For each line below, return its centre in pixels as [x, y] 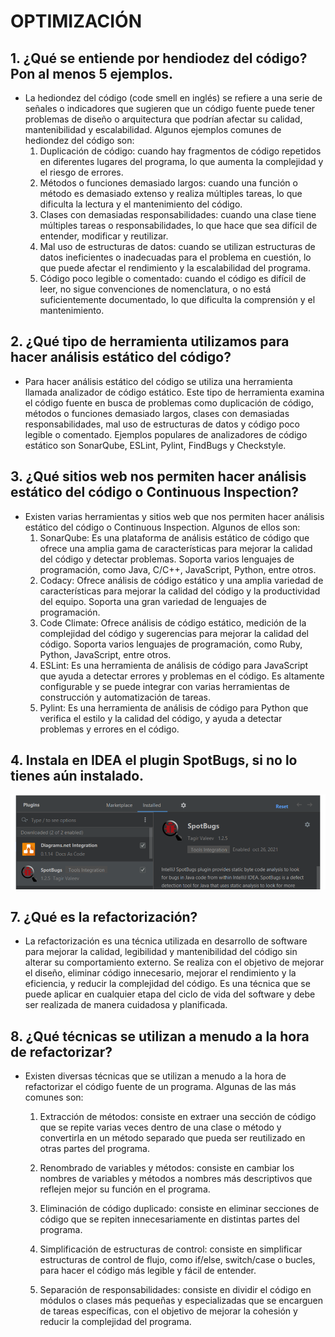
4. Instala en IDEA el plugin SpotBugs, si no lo [154, 760]
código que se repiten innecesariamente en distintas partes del [169, 1219]
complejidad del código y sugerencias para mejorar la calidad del [174, 633]
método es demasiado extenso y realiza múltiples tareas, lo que [171, 193]
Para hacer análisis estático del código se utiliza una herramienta [158, 381]
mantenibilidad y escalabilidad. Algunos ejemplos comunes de [153, 129]
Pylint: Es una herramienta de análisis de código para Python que [174, 707]
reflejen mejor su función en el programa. [125, 1189]
